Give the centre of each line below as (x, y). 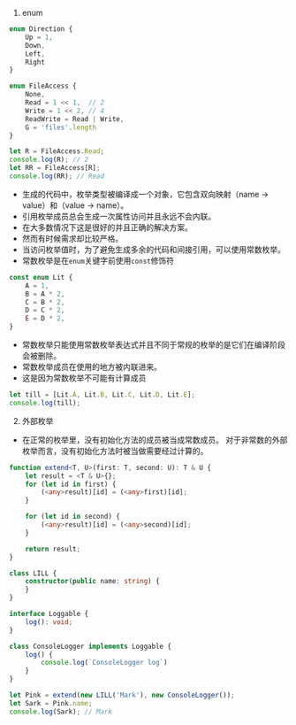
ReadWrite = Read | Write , (75, 119)
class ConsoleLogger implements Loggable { (91, 646)
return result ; (53, 549)
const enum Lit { (41, 277)
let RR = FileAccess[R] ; (55, 168)
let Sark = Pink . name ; (51, 703)
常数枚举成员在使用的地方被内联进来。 (91, 367)
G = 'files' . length (61, 127)
